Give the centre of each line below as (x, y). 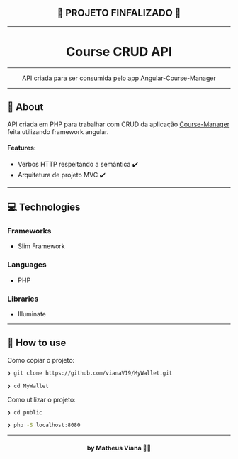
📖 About (25, 107)
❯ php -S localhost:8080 (44, 425)
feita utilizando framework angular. (58, 131)
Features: (22, 148)
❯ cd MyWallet (28, 386)
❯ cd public (25, 412)
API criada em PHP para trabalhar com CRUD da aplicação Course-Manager (119, 124)
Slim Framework (41, 246)
